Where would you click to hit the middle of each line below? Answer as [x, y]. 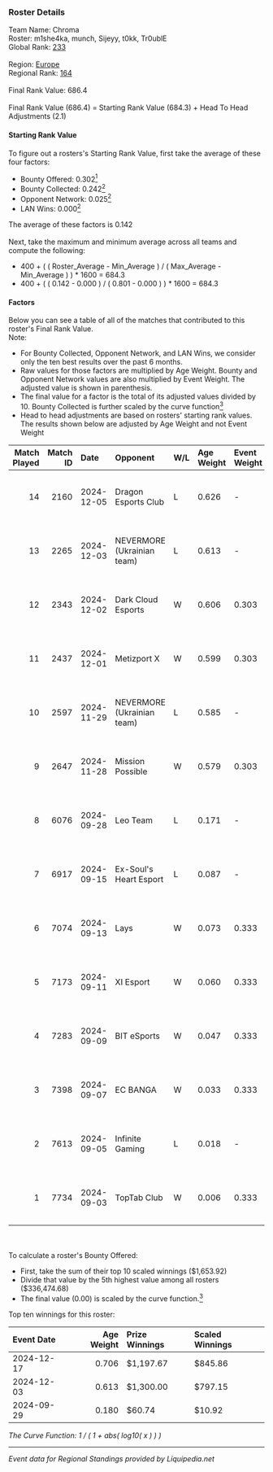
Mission [130, 761]
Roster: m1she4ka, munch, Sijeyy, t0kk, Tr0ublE [88, 38]
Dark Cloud [136, 599]
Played [26, 462]
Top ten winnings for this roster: [62, 1314]
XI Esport [132, 981]
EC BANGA [136, 1090]
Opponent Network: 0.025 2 [66, 198]
